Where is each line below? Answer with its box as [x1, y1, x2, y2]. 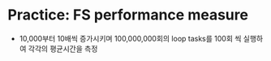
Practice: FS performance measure [7, 6, 249, 24]
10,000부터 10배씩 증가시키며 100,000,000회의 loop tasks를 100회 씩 [19, 33, 242, 43]
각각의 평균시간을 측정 [28, 43, 98, 54]
